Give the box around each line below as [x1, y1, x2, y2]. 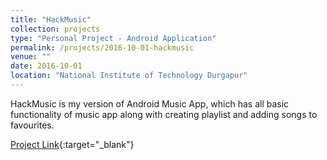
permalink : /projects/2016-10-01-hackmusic [10, 42, 195, 53]
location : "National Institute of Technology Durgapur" [10, 71, 248, 81]
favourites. [10, 119, 55, 131]
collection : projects [10, 24, 101, 34]
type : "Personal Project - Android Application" [10, 33, 217, 43]
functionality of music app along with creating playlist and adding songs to [10, 108, 318, 120]
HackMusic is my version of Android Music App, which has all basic [10, 97, 290, 110]
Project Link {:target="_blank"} [10, 138, 135, 150]
